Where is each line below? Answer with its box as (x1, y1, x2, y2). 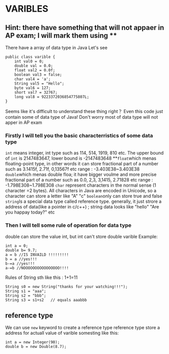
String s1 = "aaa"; (5, 289, 47, 294)
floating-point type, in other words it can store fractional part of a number (5, 161, 158, 167)
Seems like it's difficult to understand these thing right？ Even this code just (5, 109, 163, 114)
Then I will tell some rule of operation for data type (5, 222, 132, 229)
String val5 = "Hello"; (14, 81, 65, 86)
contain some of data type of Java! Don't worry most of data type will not (5, 114, 158, 120)
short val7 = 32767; (14, 90, 58, 95)
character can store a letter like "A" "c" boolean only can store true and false (5, 193, 162, 199)
